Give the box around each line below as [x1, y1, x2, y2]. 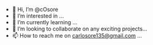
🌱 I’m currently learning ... [12, 19, 78, 26]
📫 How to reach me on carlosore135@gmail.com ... [12, 32, 143, 39]
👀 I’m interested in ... [12, 12, 64, 19]
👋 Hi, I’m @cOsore [12, 6, 59, 13]
